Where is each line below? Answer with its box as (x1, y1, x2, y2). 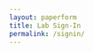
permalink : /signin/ (9, 29, 86, 38)
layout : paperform (9, 12, 77, 22)
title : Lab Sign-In (9, 21, 81, 30)
